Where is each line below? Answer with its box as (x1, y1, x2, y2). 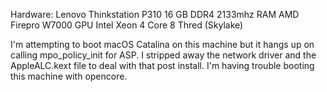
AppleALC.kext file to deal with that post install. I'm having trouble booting (10, 60, 315, 71)
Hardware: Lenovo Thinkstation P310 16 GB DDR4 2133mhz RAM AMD (10, 9, 300, 20)
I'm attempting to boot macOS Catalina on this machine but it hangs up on (10, 39, 315, 50)
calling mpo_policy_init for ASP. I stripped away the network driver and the (10, 49, 317, 61)
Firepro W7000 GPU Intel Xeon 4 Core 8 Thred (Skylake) (10, 19, 244, 31)
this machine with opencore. (10, 70, 128, 82)
